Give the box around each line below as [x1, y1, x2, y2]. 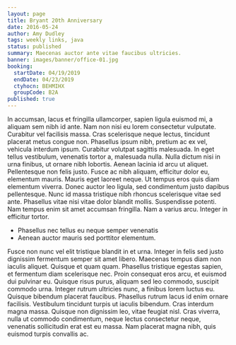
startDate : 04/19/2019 [13, 69, 81, 76]
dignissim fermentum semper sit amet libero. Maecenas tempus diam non [7, 255, 221, 263]
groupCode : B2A [13, 89, 59, 96]
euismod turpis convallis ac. [7, 329, 89, 338]
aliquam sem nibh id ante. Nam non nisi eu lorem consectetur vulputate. [7, 123, 217, 131]
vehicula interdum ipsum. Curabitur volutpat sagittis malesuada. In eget [7, 145, 215, 153]
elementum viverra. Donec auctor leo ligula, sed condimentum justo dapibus [7, 183, 230, 190]
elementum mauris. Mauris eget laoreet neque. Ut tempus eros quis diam [7, 175, 220, 183]
